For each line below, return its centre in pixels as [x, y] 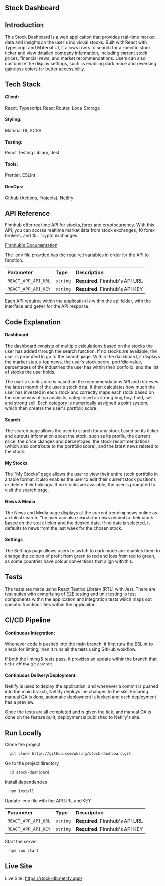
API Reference [28, 213]
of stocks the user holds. [30, 372]
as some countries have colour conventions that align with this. [69, 561]
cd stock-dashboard [30, 773]
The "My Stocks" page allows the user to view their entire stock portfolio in [82, 474]
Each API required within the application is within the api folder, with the [78, 301]
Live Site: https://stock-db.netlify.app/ [44, 878]
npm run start [24, 850]
